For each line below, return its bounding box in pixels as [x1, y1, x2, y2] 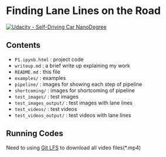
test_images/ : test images [14, 93, 79, 100]
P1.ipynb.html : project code [14, 55, 84, 62]
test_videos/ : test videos [14, 105, 77, 112]
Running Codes [6, 128, 63, 138]
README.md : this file [14, 68, 60, 75]
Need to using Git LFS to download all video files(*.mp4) [6, 144, 141, 151]
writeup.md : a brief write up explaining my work [14, 62, 130, 69]
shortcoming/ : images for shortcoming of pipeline [14, 86, 135, 94]
